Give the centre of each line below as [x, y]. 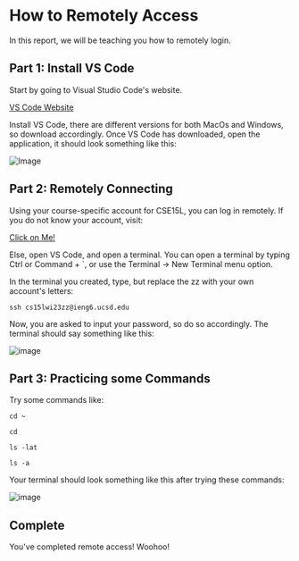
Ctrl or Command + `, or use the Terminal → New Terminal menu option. [141, 264]
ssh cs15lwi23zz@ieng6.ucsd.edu [69, 307]
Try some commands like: [57, 400]
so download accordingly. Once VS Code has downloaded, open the [135, 134]
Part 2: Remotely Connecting [91, 189]
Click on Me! [33, 237]
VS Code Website [42, 107]
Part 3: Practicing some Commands [110, 378]
